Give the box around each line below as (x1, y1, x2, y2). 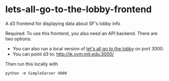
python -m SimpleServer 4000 (5, 70, 67, 76)
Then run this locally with (5, 61, 59, 67)
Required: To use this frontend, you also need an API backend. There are (5, 30, 158, 36)
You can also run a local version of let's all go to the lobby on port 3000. (12, 45, 164, 51)
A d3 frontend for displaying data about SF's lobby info (5, 20, 121, 26)
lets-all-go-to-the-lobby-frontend (5, 4, 152, 15)
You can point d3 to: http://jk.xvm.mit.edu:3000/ (12, 51, 114, 57)
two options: (5, 36, 32, 42)
